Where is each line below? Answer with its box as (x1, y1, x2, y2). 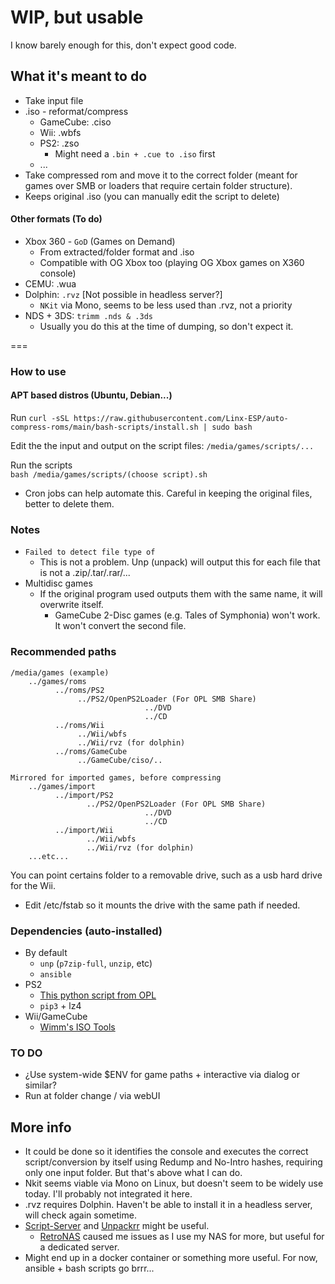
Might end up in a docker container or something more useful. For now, (24, 1252, 318, 1264)
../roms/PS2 (54, 685, 105, 695)
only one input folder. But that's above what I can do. (24, 1167, 243, 1179)
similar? (24, 1079, 57, 1091)
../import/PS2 (54, 790, 114, 800)
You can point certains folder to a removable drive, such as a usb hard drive (10, 869, 323, 881)
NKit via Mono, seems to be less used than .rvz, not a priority (39, 299, 293, 311)
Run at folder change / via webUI (24, 1090, 161, 1102)
